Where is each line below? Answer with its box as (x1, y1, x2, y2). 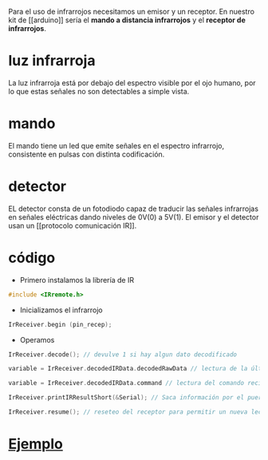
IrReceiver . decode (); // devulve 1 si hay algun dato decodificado (8, 351, 238, 359)
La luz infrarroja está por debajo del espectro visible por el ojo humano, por (8, 77, 257, 87)
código (8, 249, 56, 267)
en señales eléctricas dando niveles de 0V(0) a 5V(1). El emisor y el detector (8, 212, 259, 222)
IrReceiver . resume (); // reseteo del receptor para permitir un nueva (8, 408, 248, 416)
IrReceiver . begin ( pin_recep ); (8, 320, 112, 328)
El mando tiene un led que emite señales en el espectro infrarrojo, (8, 141, 225, 150)
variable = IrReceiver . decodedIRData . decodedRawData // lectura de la (8, 365, 248, 373)
